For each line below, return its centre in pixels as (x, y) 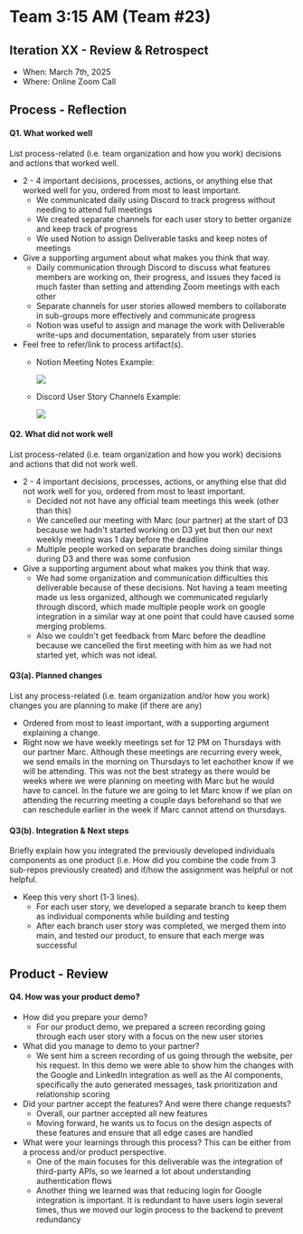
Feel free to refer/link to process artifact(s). (103, 344)
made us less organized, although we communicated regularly (152, 597)
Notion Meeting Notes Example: (95, 362)
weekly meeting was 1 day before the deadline (123, 539)
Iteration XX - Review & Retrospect (109, 50)
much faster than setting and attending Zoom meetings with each (158, 287)
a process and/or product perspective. (95, 1151)
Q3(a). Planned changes (56, 675)
